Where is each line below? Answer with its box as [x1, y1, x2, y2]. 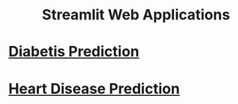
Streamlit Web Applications [41, 6, 231, 24]
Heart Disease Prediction [8, 79, 181, 98]
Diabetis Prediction [8, 43, 140, 61]
